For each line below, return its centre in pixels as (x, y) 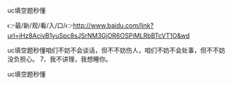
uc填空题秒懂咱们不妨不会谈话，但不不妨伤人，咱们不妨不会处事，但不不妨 (116, 50)
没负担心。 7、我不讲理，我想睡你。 (59, 59)
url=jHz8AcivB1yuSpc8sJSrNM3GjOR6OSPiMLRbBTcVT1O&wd (98, 35)
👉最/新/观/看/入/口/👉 (40, 25)
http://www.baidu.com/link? (114, 25)
